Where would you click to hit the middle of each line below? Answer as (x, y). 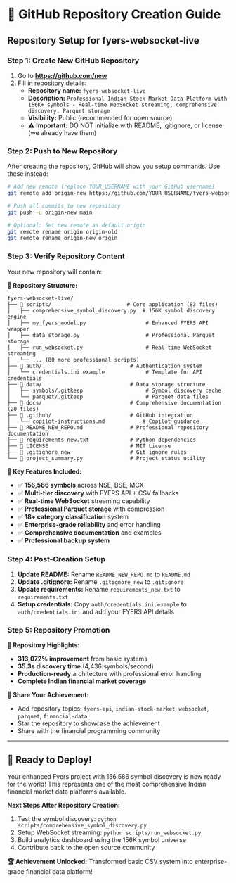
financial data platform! (59, 871)
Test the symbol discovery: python (67, 819)
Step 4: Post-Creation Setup (57, 559)
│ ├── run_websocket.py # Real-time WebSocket (110, 348)
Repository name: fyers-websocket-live (87, 90)
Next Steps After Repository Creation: (64, 805)
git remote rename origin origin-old (63, 231)
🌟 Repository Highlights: (44, 645)
